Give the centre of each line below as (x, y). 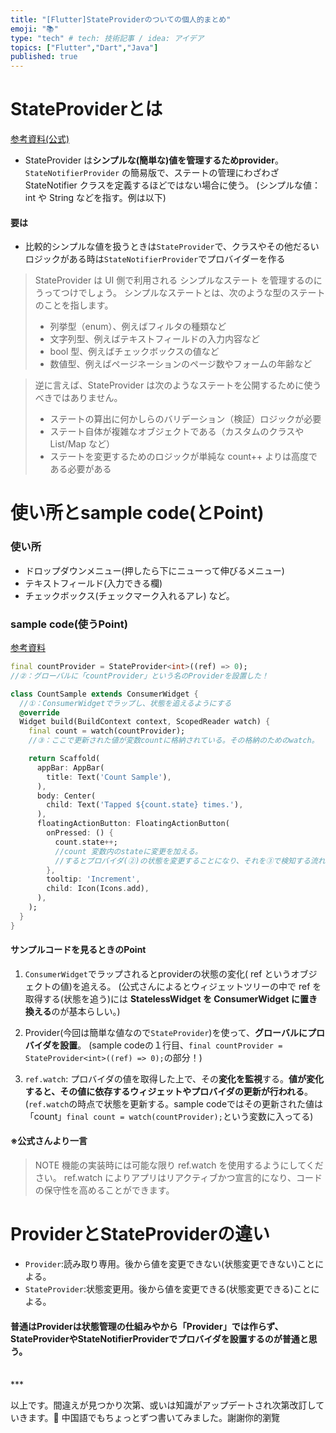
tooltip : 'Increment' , (93, 879)
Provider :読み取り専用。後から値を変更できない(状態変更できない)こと (170, 1264)
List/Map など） (82, 444)
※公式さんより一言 (49, 1141)
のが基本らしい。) (86, 1011)
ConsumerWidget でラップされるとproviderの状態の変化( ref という (158, 973)
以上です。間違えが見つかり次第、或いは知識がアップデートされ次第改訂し (163, 1405)
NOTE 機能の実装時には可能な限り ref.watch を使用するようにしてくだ (179, 1165)
